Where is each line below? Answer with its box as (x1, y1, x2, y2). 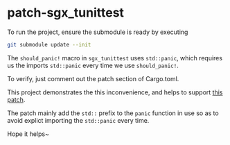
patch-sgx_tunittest (7, 5, 125, 21)
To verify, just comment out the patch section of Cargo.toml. (7, 74, 179, 83)
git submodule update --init (7, 41, 91, 48)
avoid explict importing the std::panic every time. (7, 116, 150, 124)
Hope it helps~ (7, 130, 50, 138)
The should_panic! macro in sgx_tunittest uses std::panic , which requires (7, 53, 223, 62)
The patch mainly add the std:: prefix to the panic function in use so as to (7, 109, 220, 117)
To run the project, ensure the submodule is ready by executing (7, 28, 188, 36)
